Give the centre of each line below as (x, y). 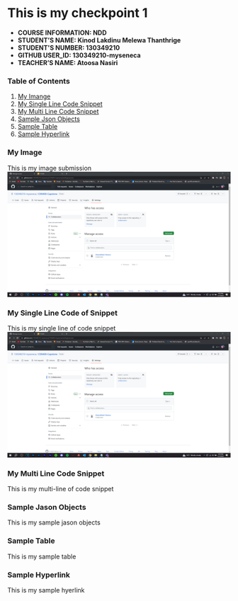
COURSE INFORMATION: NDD (62, 33)
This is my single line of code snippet (62, 328)
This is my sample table (42, 556)
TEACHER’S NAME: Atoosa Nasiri (68, 62)
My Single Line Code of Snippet (63, 313)
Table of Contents (39, 81)
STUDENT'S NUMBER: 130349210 (69, 47)
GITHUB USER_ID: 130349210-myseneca (79, 55)
